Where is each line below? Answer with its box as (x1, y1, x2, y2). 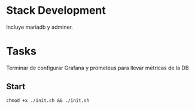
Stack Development (6, 4, 106, 17)
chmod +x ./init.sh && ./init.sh (6, 97, 90, 104)
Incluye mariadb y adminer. (6, 23, 74, 31)
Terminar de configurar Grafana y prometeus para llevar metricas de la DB (6, 64, 190, 71)
